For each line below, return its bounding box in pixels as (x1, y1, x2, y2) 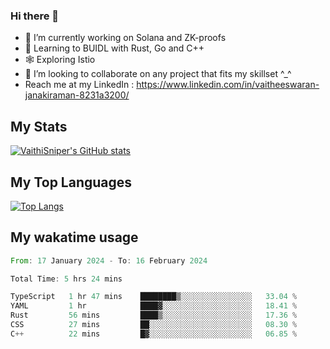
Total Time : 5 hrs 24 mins (10, 274, 123, 284)
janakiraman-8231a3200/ (24, 89, 130, 101)
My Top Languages (10, 174, 133, 191)
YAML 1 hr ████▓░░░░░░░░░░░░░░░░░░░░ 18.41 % (10, 301, 298, 311)
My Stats (10, 118, 68, 135)
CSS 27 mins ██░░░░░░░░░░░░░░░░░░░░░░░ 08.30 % (10, 320, 298, 330)
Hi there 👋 (10, 9, 60, 23)
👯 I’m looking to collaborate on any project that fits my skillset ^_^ (24, 68, 292, 80)
